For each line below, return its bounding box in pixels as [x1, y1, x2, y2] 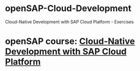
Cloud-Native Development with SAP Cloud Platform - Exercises [5, 19, 134, 25]
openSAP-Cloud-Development [5, 3, 132, 14]
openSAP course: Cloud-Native [5, 36, 135, 47]
